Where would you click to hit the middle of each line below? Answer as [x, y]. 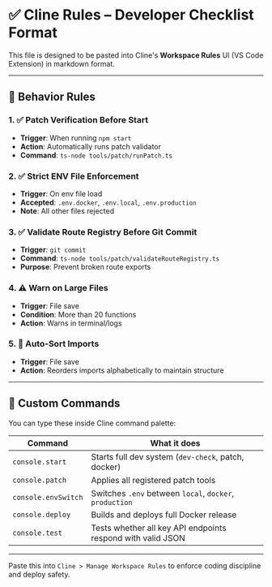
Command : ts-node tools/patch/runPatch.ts [96, 155]
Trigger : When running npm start [76, 138]
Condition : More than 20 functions [78, 314]
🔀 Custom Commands [64, 404]
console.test [38, 533]
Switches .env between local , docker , [163, 493]
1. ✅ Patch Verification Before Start [78, 120]
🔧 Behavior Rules [52, 97]
